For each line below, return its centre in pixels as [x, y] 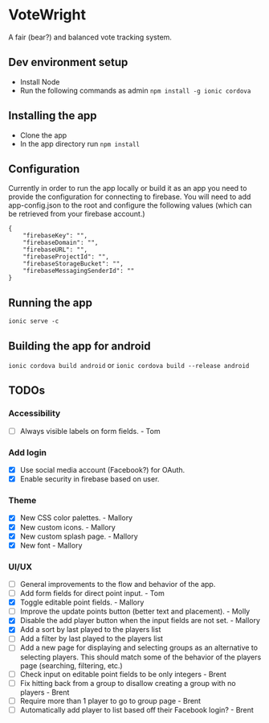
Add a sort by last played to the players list [90, 630]
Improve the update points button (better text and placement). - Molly [135, 611]
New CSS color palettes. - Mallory [76, 518]
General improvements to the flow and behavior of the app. [118, 585]
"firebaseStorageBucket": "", [73, 264]
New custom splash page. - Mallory [79, 536]
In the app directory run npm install [80, 143]
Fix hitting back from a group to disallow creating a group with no [128, 683]
